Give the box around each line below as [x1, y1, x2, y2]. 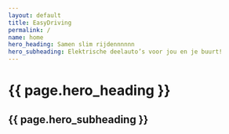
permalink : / [8, 26, 51, 34]
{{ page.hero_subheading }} [8, 113, 149, 126]
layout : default [8, 11, 61, 20]
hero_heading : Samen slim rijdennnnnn [8, 41, 135, 49]
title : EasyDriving [8, 19, 72, 27]
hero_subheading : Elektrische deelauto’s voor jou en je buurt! [8, 48, 223, 56]
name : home [8, 33, 44, 42]
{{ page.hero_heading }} [8, 81, 171, 100]
